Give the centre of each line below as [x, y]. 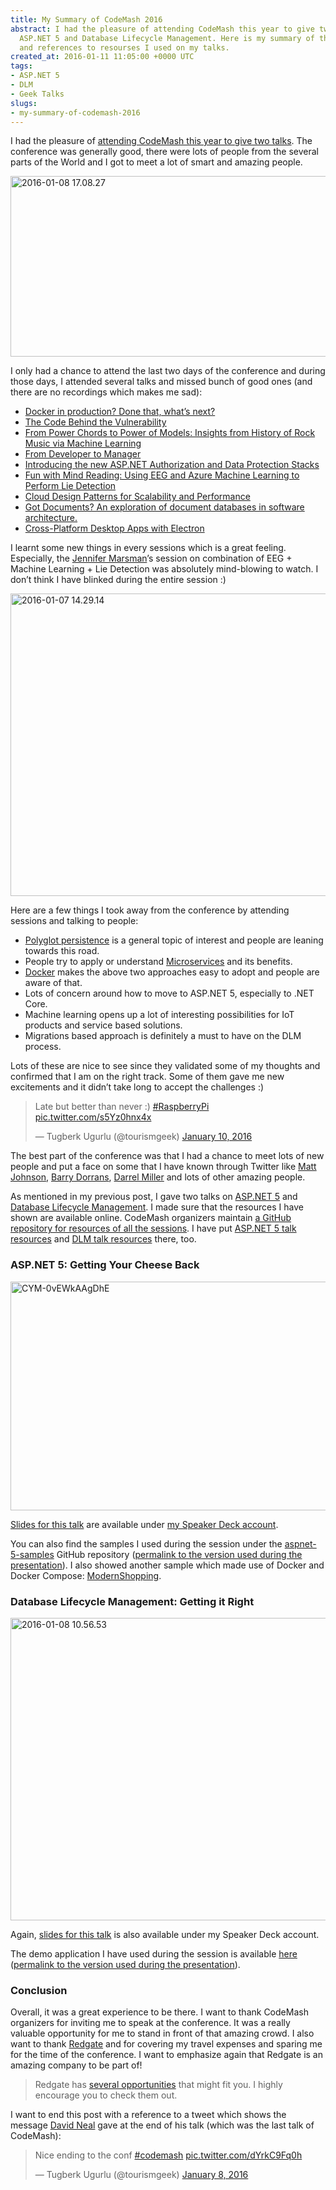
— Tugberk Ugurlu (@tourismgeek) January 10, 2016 [143, 1137]
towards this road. [62, 951]
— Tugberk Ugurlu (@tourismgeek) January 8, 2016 [141, 2175]
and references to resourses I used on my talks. [124, 47]
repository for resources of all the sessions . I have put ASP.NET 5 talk [153, 1228]
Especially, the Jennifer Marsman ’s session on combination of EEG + [151, 558]
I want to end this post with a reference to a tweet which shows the [148, 2115]
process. [43, 1047]
